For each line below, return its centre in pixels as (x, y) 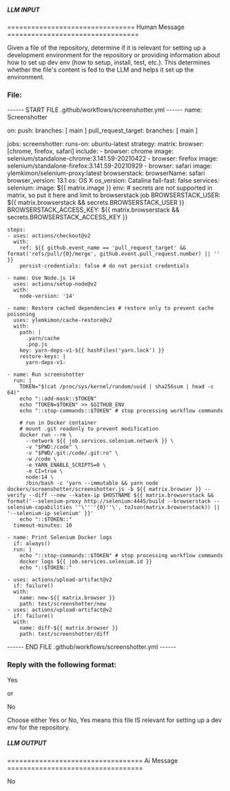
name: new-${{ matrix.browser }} (67, 598)
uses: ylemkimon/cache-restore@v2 (63, 321)
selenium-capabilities (40, 508)
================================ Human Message (96, 27)
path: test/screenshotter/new (63, 604)
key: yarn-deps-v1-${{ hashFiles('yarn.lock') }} (92, 351)
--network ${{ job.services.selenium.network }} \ (100, 441)
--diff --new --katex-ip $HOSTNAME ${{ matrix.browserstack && (121, 495)
